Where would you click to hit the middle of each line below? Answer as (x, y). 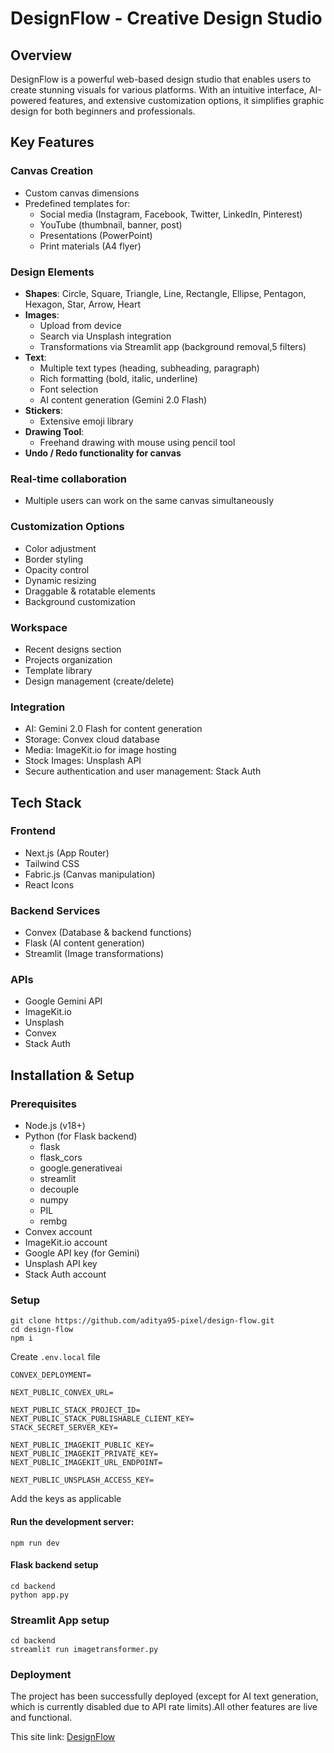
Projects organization (68, 659)
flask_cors (61, 1158)
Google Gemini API (63, 1001)
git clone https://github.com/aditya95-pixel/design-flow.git (142, 1321)
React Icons (49, 884)
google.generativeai (81, 1168)
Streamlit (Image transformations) (94, 954)
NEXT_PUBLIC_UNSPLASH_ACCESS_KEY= (82, 1480)
